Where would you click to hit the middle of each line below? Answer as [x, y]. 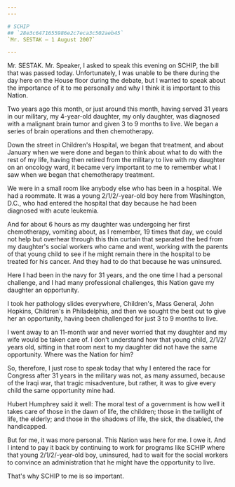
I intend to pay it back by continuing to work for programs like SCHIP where [116, 448]
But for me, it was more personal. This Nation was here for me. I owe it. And [116, 440]
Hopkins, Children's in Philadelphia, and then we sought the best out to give [117, 311]
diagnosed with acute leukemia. [53, 211]
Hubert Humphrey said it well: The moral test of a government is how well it [116, 404]
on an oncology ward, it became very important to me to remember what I [114, 167]
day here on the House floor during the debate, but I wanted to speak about [116, 81]
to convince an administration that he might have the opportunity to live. [111, 462]
